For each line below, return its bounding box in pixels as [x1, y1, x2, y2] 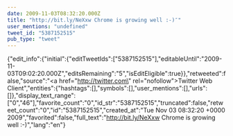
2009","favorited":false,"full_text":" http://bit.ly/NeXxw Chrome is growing [7, 113, 216, 122]
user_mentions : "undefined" [7, 23, 89, 30]
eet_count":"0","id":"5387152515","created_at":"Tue [7, 106, 155, 115]
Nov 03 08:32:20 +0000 [155, 106, 225, 115]
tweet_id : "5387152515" [7, 29, 76, 37]
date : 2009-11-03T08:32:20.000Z [7, 10, 101, 17]
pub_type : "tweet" [7, 36, 60, 43]
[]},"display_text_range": [7, 91, 76, 100]
